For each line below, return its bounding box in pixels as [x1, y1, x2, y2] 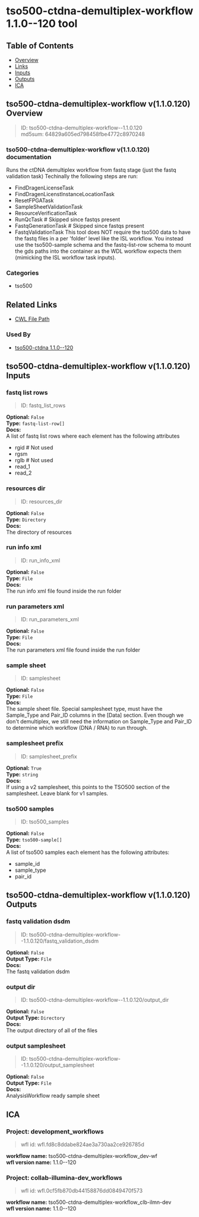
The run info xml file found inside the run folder [6, 587, 122, 594]
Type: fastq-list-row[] [6, 420, 65, 427]
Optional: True [6, 764, 42, 772]
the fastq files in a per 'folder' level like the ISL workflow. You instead [14, 235, 184, 242]
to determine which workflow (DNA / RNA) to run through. [6, 724, 148, 732]
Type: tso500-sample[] [6, 836, 62, 843]
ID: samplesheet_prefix [20, 753, 77, 760]
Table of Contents [6, 41, 74, 51]
